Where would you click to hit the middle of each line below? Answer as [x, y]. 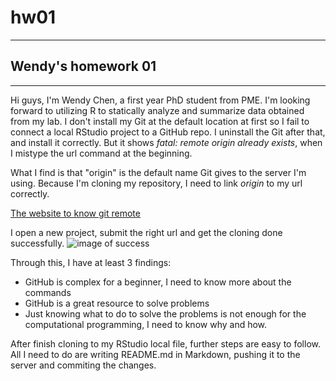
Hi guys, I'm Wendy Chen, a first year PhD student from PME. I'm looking [160, 100]
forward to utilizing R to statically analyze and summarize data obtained [157, 110]
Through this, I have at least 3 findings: [91, 262]
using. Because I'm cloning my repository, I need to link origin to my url [156, 183]
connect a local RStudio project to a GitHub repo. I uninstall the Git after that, [168, 132]
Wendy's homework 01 [83, 66]
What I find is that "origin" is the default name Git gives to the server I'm [158, 172]
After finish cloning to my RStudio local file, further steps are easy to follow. [165, 343]
